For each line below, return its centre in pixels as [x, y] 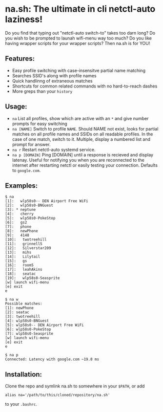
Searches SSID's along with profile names [54, 76]
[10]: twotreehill [26, 240]
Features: [20, 59]
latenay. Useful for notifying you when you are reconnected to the [78, 160]
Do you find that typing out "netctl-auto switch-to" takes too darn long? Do [80, 33]
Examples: [21, 185]
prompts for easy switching [40, 124]
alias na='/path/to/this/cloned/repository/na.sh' [58, 395]
